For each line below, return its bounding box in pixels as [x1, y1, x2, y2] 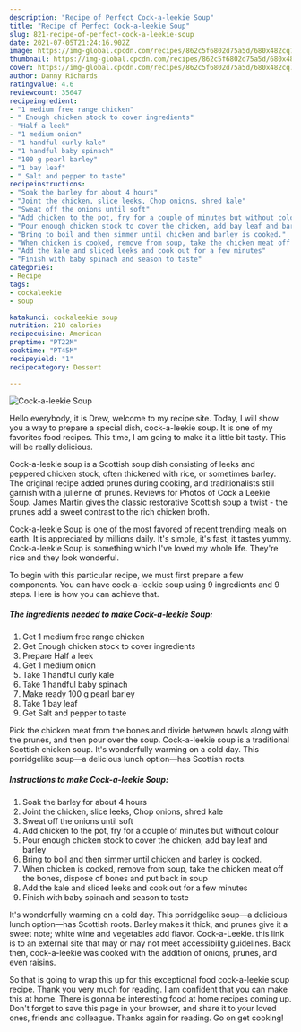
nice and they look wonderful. [9, 552, 119, 563]
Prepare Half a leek [21, 651, 94, 662]
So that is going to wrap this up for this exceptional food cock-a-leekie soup [9, 975, 290, 985]
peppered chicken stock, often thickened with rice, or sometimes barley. [9, 468, 277, 479]
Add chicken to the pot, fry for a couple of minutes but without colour [21, 826, 279, 837]
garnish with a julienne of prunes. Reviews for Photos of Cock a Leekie [9, 487, 271, 498]
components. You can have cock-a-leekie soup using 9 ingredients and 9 [9, 579, 280, 590]
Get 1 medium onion [21, 660, 97, 671]
